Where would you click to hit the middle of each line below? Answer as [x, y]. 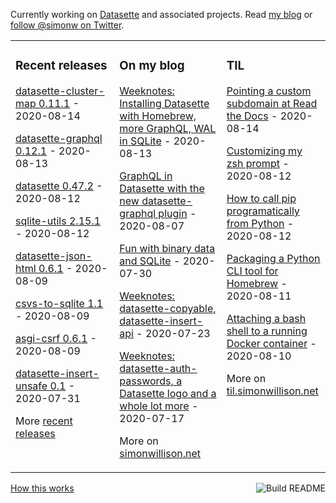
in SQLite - [145, 141]
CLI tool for [252, 271]
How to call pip [261, 198]
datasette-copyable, [168, 308]
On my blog [152, 66]
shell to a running [267, 331]
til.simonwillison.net [272, 391]
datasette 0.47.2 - [59, 186]
